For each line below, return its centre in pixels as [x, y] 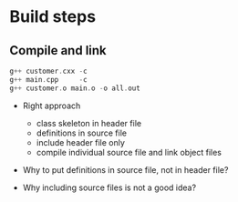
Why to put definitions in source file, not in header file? [125, 169]
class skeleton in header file [89, 123]
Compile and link [58, 50]
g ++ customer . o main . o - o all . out [75, 88]
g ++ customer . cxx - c [49, 71]
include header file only [81, 142]
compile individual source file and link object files [129, 152]
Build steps [53, 17]
